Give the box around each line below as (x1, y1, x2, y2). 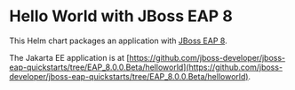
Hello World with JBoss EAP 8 (9, 6, 233, 26)
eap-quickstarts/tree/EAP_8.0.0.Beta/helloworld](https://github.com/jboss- (9, 62, 283, 72)
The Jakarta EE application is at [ (9, 52, 131, 63)
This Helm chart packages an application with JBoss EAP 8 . (9, 35, 228, 46)
